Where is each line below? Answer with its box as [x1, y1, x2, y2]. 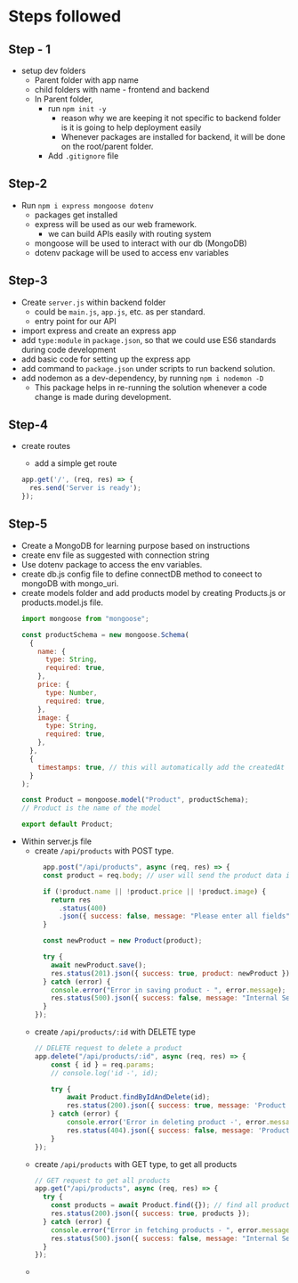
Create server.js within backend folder [20, 297, 166, 307]
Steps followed [8, 6, 122, 27]
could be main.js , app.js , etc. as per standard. [34, 306, 205, 317]
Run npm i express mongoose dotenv [20, 200, 154, 210]
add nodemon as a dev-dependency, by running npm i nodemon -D [20, 372, 264, 383]
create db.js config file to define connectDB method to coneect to [20, 568, 262, 579]
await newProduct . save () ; [51, 960, 148, 969]
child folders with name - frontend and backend [34, 85, 210, 94]
